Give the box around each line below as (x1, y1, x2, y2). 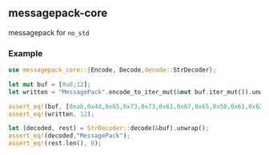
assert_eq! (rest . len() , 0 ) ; (8, 140, 102, 148)
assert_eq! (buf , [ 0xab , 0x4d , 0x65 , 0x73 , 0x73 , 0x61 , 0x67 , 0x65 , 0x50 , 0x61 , (8, 102, 249, 111)
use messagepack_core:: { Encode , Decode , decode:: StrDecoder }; (8, 66, 217, 75)
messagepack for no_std (8, 27, 90, 37)
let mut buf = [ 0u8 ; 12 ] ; (8, 80, 91, 88)
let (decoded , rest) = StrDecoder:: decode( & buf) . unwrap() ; (8, 124, 210, 133)
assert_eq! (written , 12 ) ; (8, 110, 94, 118)
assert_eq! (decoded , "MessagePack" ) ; (8, 132, 130, 140)
